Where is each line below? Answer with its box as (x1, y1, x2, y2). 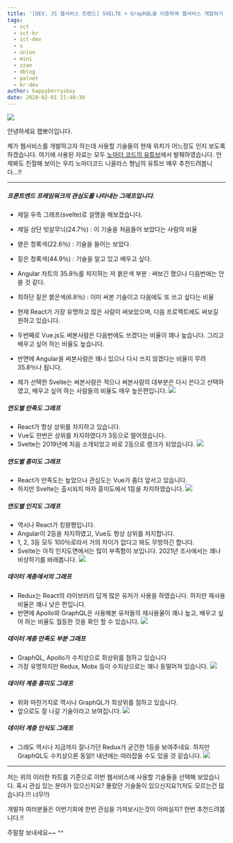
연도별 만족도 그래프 (7, 403, 61, 412)
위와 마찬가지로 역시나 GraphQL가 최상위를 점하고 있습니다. (17, 698, 178, 706)
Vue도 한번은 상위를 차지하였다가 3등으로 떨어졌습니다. (17, 431, 166, 440)
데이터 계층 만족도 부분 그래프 (7, 635, 86, 643)
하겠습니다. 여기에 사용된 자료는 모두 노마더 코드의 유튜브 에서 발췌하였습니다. (7, 151, 215, 158)
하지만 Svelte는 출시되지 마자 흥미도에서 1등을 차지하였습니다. (17, 484, 184, 493)
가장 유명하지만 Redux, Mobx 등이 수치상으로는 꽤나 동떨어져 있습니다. (17, 662, 209, 670)
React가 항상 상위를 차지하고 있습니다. (17, 422, 121, 431)
